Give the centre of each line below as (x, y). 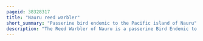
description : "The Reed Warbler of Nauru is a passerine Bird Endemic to (102, 29)
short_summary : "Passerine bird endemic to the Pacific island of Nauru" (102, 23)
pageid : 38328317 (28, 12)
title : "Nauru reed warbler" (43, 17)
